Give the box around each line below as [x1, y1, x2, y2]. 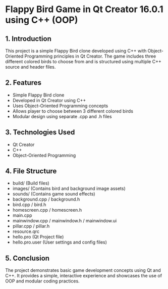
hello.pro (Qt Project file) [12, 234, 64, 240]
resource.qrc [12, 228, 39, 234]
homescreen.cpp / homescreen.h [12, 207, 82, 213]
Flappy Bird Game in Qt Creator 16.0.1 [5, 4, 163, 15]
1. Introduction [5, 34, 51, 43]
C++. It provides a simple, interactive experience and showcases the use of [5, 273, 162, 279]
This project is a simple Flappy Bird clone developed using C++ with [5, 48, 147, 54]
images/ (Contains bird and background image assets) [12, 185, 126, 191]
